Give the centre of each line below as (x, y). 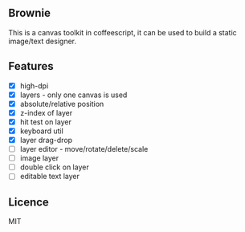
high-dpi (34, 85)
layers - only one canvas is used (73, 95)
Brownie (29, 13)
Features (31, 66)
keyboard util (42, 131)
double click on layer (55, 167)
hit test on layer (46, 122)
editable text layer (50, 177)
